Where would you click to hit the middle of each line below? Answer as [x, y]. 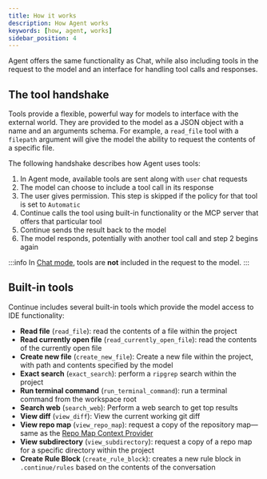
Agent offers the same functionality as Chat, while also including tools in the [133, 61]
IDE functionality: [36, 315]
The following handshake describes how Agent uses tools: [105, 163]
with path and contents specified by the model [96, 364]
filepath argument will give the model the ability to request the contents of [132, 139]
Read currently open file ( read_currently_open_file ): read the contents [138, 339]
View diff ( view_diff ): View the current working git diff [110, 416]
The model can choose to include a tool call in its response [117, 187]
